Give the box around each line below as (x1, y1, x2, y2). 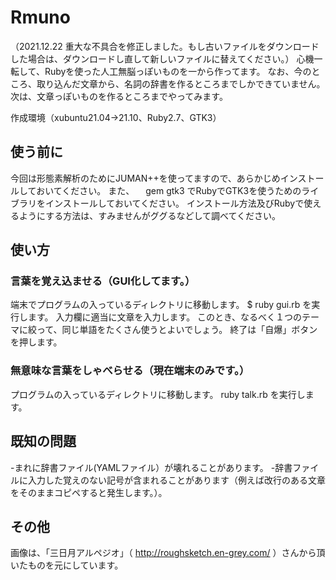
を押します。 (10, 336, 63, 348)
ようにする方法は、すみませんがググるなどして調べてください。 (18, 209, 282, 221)
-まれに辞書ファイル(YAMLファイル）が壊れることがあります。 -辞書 (10, 461, 293, 473)
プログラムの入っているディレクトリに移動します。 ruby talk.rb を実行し (10, 388, 306, 400)
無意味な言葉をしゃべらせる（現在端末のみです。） (10, 364, 250, 378)
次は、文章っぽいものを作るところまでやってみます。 (10, 90, 228, 102)
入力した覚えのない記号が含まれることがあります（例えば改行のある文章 (27, 474, 326, 486)
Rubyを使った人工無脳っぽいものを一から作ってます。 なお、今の (44, 65, 312, 77)
